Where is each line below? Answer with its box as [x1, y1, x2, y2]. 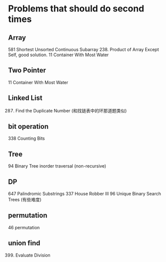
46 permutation [8, 224, 40, 230]
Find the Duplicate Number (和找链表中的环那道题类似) [15, 107, 127, 113]
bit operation [8, 122, 49, 131]
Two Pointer [8, 66, 46, 75]
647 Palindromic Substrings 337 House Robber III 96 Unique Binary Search [8, 191, 162, 197]
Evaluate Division [15, 252, 51, 258]
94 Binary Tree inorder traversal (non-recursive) [8, 163, 107, 169]
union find [8, 239, 41, 248]
